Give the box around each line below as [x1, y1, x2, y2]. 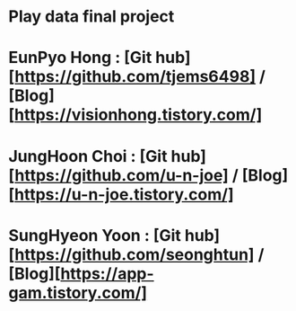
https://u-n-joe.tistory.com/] [13, 184, 234, 204]
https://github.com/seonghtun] [14, 244, 255, 264]
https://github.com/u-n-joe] [14, 164, 230, 185]
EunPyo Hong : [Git [8, 48, 152, 68]
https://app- [60, 263, 154, 284]
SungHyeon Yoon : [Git [8, 225, 181, 245]
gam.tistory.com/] [8, 282, 148, 303]
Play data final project [8, 6, 175, 27]
